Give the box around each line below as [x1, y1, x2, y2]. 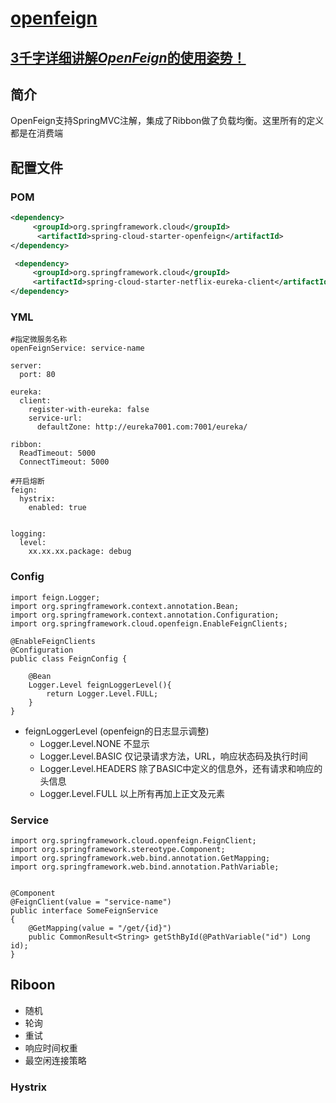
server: [10, 361, 43, 371]
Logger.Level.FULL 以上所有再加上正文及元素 [39, 787, 226, 799]
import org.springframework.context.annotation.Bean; [10, 601, 240, 611]
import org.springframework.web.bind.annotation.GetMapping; [10, 853, 271, 863]
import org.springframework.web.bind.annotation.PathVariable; [10, 862, 280, 872]
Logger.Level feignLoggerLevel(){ [28, 680, 172, 690]
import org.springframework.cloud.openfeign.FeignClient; [10, 835, 257, 846]
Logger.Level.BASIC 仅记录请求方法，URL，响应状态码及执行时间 [39, 750, 308, 762]
